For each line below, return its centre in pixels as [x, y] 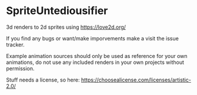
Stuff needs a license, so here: [43, 80]
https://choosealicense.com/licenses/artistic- [136, 80]
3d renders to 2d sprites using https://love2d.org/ [66, 27]
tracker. [15, 45]
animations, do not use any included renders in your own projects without [95, 62]
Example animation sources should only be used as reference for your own [97, 56]
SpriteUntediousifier [57, 11]
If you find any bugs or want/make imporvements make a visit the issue [93, 38]
